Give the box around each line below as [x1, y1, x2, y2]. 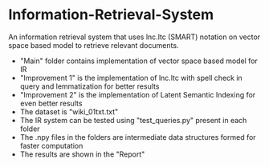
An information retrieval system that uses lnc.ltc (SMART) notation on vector [8, 32, 261, 42]
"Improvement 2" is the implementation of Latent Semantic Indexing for [19, 89, 256, 99]
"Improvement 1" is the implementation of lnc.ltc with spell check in [19, 73, 243, 82]
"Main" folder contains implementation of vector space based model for [19, 56, 259, 66]
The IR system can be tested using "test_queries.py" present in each [19, 115, 247, 125]
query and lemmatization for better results [19, 82, 160, 91]
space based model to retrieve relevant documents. [8, 40, 179, 50]
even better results [19, 98, 83, 108]
